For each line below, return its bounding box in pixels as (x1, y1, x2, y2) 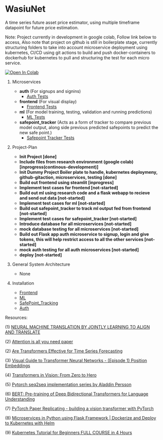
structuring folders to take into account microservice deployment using (5, 44, 147, 50)
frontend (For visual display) (19, 98, 77, 104)
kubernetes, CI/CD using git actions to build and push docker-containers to (5, 50, 156, 55)
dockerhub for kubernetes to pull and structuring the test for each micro (5, 55, 150, 60)
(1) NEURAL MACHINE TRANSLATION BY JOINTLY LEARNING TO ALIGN (5, 324, 150, 330)
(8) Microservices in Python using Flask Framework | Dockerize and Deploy (5, 415, 157, 421)
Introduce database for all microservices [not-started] (19, 220, 132, 227)
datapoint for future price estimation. (5, 24, 79, 30)
